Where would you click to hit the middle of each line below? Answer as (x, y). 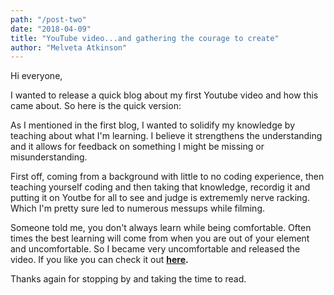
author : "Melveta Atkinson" (69, 47)
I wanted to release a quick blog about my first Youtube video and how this (164, 95)
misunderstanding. (49, 157)
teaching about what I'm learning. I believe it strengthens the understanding (166, 136)
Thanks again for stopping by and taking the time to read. (128, 279)
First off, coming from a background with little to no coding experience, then (167, 177)
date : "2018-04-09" (51, 29)
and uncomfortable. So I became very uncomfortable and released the (155, 249)
